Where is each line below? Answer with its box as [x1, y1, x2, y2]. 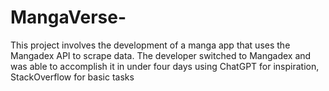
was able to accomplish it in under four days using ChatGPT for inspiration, [10, 60, 320, 72]
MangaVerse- [10, 6, 127, 29]
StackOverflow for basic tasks [10, 71, 135, 83]
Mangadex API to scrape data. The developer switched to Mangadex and [10, 49, 312, 61]
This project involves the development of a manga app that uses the [10, 39, 291, 51]
